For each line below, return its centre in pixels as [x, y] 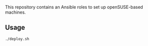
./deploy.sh [17, 39]
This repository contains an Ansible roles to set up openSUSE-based [74, 7]
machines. [15, 12]
